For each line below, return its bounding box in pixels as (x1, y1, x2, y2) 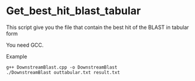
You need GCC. (6, 41, 44, 48)
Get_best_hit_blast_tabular (6, 4, 141, 18)
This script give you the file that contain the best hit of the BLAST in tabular (6, 24, 189, 31)
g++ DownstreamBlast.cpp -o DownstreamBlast (6, 64, 118, 70)
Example (6, 53, 28, 60)
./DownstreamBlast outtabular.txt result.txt (6, 69, 120, 75)
